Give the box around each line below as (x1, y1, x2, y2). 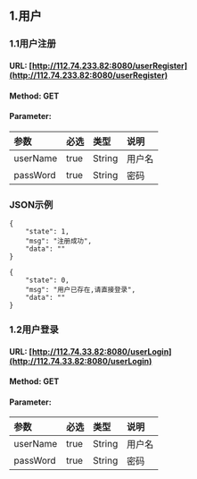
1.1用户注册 (9, 38, 56, 50)
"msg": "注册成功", (25, 236, 92, 245)
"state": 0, (25, 276, 70, 285)
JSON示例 (9, 198, 53, 210)
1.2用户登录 (9, 323, 60, 336)
